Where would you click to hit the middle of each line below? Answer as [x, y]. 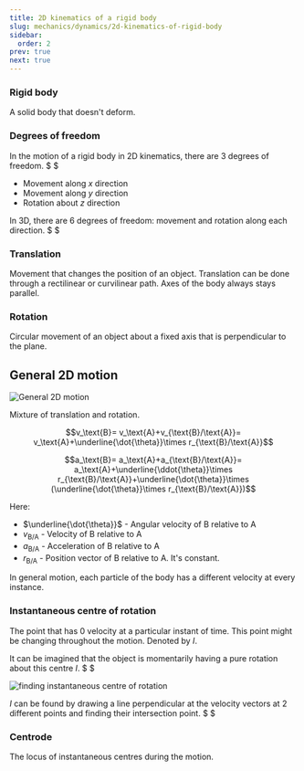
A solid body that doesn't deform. [73, 112]
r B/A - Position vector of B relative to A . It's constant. [121, 559]
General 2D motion [64, 375]
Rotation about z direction [71, 203]
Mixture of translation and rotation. [74, 415]
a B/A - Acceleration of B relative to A [91, 547]
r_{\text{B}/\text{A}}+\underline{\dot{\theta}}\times [153, 479]
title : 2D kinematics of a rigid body [83, 18]
